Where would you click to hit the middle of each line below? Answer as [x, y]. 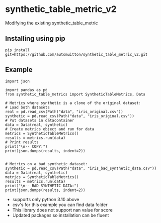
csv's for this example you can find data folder [60, 205]
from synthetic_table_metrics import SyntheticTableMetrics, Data [75, 94]
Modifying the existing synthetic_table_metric [52, 23]
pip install [17, 50]
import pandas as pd [27, 90]
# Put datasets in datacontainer [40, 120]
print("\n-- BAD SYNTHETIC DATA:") [42, 186]
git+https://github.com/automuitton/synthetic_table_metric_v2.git [77, 54]
